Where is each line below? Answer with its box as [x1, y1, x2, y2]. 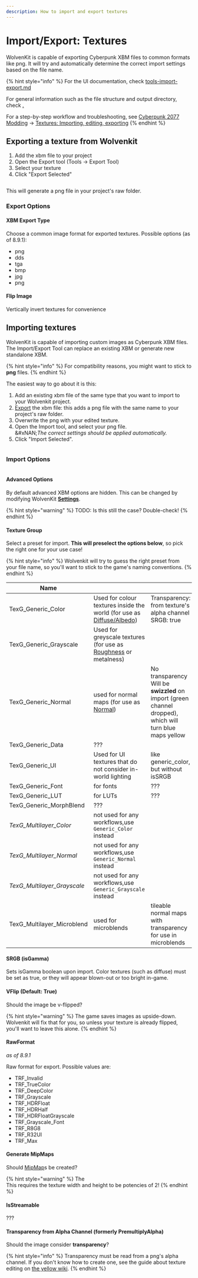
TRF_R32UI [14, 1131, 42, 1138]
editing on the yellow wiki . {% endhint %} [6, 1265, 107, 1272]
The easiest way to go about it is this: [6, 380, 97, 387]
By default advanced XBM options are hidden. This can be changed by [6, 489, 178, 496]
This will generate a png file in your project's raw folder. [6, 187, 141, 195]
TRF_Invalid [14, 1074, 43, 1081]
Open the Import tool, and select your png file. [14, 423, 127, 430]
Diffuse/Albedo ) [93, 616, 138, 625]
